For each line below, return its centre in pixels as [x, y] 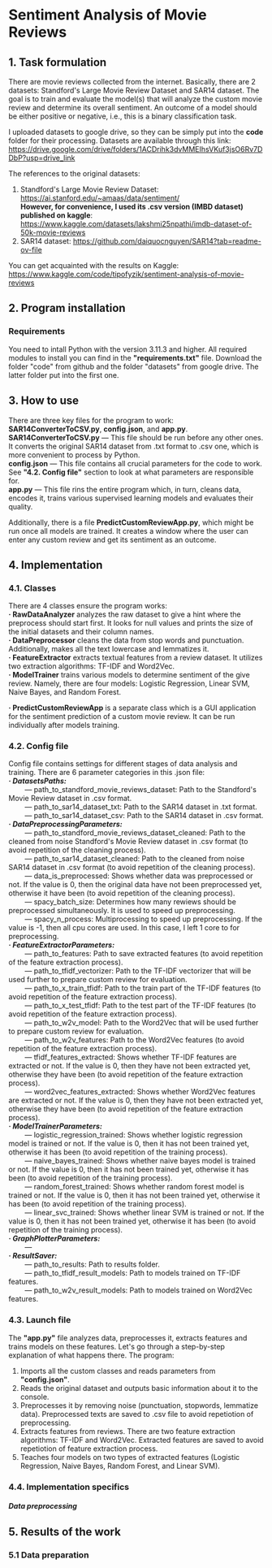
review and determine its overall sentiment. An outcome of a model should [133, 108]
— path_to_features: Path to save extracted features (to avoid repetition [144, 954]
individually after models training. [64, 726]
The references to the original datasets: [74, 173]
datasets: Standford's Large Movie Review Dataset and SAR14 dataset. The [134, 90]
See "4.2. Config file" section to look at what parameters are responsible [131, 472]
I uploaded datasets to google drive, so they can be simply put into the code [136, 132]
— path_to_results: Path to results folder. [92, 1264]
